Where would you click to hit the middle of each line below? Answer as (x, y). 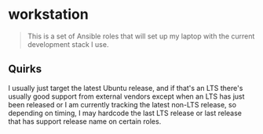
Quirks (25, 69)
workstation (48, 14)
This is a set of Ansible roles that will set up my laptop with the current (141, 36)
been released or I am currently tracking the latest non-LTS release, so (122, 104)
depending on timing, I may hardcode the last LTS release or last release (125, 113)
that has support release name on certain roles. (85, 121)
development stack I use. (68, 44)
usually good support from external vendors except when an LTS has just (126, 96)
